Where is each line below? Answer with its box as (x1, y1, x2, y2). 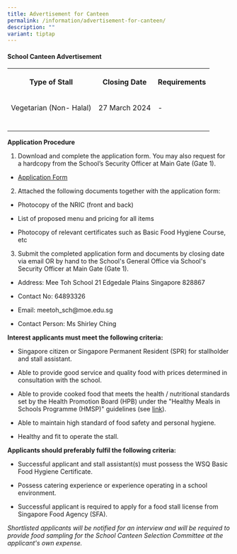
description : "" (7, 23, 55, 31)
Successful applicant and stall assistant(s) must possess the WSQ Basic (17, 460, 229, 469)
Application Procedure (7, 138, 76, 146)
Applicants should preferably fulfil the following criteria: (7, 446, 177, 455)
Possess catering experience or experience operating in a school (17, 481, 207, 490)
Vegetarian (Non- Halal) (11, 103, 92, 113)
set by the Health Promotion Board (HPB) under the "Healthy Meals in (17, 397, 221, 406)
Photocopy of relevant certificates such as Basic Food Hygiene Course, (17, 228, 226, 237)
